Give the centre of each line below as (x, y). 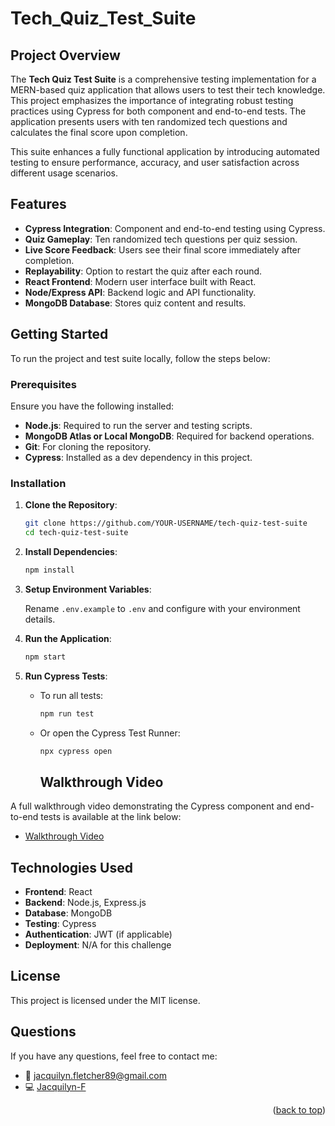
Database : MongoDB (68, 913)
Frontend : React (58, 892)
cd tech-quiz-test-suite (76, 533)
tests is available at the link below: (111, 817)
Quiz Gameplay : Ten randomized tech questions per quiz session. (161, 239)
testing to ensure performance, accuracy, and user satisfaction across (155, 162)
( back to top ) (299, 1109)
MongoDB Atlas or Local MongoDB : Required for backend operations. (169, 436)
